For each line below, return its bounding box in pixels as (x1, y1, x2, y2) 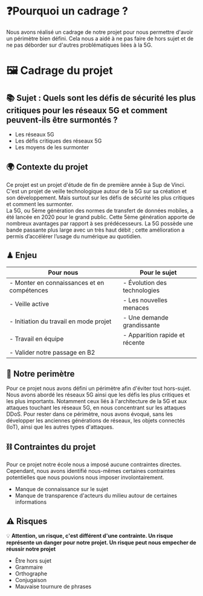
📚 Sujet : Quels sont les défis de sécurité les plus (6, 93, 196, 103)
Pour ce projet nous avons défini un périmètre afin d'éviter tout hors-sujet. (6, 385, 192, 392)
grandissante (123, 321, 160, 329)
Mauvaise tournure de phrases (14, 583, 92, 590)
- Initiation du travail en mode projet (9, 317, 112, 326)
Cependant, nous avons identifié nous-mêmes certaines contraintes (6, 467, 176, 475)
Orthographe (14, 570, 47, 577)
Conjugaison (14, 577, 47, 583)
